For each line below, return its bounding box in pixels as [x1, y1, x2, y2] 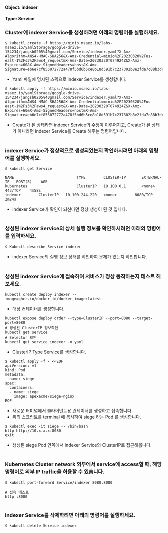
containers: [9, 385, 35, 390]
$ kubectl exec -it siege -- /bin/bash [5, 424, 88, 429]
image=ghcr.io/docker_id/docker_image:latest [5, 296, 101, 302]
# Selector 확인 [5, 335, 37, 340]
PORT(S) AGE [16, 179, 48, 185]
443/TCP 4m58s [5, 188, 41, 193]
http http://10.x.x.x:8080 [5, 428, 61, 433]
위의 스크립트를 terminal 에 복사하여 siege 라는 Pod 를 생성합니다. [12, 414, 141, 420]
